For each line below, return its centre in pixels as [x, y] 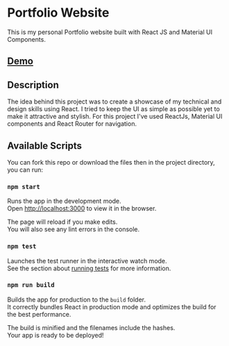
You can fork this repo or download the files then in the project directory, [111, 162]
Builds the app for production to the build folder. [77, 299]
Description [33, 85]
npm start [24, 187]
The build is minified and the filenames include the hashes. [91, 327]
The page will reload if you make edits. [62, 222]
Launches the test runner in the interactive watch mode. [87, 261]
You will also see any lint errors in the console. [74, 229]
